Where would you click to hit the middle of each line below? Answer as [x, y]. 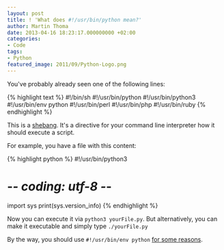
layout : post [26, 13]
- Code [16, 45]
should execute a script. [41, 132]
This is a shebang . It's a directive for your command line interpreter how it [111, 125]
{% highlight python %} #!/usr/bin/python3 [67, 159]
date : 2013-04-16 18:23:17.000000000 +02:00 [71, 33]
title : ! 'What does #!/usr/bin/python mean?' [74, 20]
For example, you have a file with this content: [72, 145]
